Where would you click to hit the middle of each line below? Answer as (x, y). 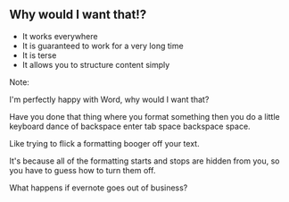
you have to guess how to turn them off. (83, 170)
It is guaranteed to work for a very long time (103, 46)
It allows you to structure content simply (96, 64)
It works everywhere (60, 36)
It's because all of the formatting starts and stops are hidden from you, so (144, 161)
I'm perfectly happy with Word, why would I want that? (109, 99)
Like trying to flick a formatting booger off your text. (104, 143)
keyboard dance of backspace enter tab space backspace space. (130, 126)
